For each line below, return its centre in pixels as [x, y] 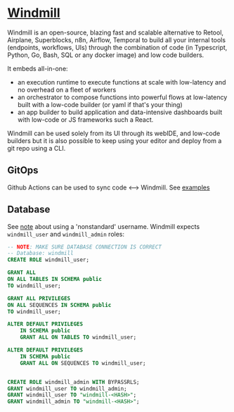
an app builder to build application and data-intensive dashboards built [120, 112]
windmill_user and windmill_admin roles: [66, 234]
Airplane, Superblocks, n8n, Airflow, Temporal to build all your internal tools [117, 39]
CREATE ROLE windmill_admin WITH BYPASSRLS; [73, 382]
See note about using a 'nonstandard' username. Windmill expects [104, 226]
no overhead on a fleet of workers [67, 89]
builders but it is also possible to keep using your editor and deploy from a [115, 141]
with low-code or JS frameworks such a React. [85, 119]
